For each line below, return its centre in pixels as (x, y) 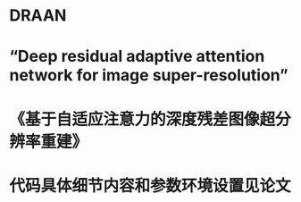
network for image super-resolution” (149, 76)
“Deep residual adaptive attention (137, 57)
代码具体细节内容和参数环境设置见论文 (150, 185)
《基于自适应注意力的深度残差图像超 (142, 119)
